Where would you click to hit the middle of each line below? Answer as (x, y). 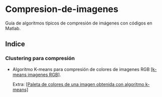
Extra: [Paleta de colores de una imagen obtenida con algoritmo (78, 84)
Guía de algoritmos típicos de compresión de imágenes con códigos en (79, 23)
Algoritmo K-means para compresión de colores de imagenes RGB (81, 69)
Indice (15, 44)
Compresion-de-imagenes (62, 9)
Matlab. (13, 28)
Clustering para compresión (40, 58)
